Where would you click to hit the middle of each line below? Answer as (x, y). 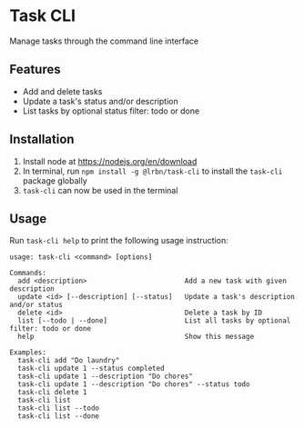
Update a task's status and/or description (101, 101)
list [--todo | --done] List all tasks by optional (154, 321)
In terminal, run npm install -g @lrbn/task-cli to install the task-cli (152, 171)
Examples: (28, 353)
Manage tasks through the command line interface (104, 41)
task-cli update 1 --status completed (91, 369)
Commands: (28, 274)
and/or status (36, 305)
